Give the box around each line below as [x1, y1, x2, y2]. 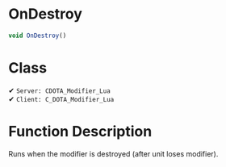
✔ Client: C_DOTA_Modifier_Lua [8, 94, 115, 103]
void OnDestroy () [8, 31, 67, 40]
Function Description [8, 122, 153, 140]
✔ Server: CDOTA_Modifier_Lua [8, 86, 111, 95]
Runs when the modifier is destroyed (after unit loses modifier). [8, 148, 219, 158]
